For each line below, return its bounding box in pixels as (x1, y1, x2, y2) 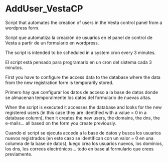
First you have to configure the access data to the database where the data (5, 74, 160, 80)
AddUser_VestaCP (5, 3, 83, 14)
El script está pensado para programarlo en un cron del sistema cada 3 (5, 59, 152, 65)
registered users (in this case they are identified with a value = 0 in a (5, 109, 147, 115)
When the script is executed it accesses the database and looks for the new (5, 104, 162, 110)
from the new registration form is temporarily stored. (5, 79, 114, 85)
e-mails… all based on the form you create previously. (5, 120, 117, 126)
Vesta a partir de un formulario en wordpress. (5, 39, 99, 45)
